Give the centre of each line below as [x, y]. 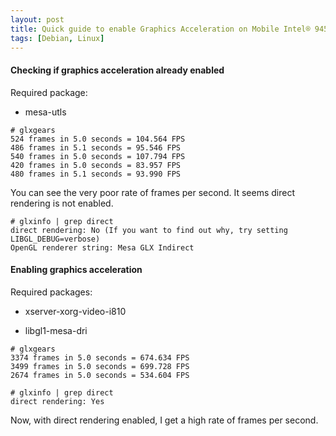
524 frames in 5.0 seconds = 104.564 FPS [98, 139]
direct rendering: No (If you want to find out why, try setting [149, 230]
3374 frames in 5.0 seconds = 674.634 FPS [100, 357]
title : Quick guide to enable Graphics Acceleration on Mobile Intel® [160, 29]
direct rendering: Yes [57, 401]
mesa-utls [45, 112]
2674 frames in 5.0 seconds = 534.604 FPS [100, 375]
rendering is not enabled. [62, 203]
